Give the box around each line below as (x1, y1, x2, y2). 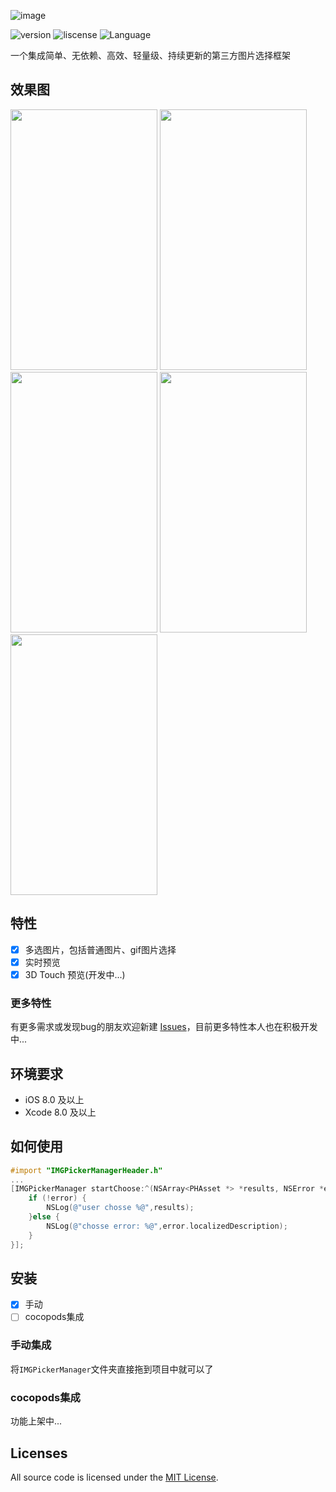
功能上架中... (10, 1415, 63, 1427)
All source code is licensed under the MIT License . (10, 1471, 219, 1483)
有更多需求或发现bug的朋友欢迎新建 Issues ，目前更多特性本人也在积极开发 (10, 1021, 318, 1033)
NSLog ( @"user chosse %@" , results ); (46, 1203, 195, 1213)
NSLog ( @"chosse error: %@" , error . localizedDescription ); (46, 1221, 288, 1231)
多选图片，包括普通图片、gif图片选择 (24, 943, 177, 955)
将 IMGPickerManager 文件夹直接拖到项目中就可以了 (10, 1363, 214, 1375)
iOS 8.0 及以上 (24, 1093, 85, 1105)
